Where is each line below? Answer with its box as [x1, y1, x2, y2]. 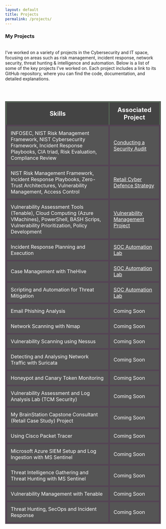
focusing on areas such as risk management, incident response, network [5, 55, 154, 60]
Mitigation [10, 292, 34, 299]
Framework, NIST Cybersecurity [10, 136, 85, 143]
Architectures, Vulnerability [24, 182, 87, 189]
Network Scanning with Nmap [10, 323, 81, 330]
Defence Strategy [113, 182, 155, 189]
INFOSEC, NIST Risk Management [10, 129, 90, 136]
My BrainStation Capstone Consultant [10, 411, 98, 418]
